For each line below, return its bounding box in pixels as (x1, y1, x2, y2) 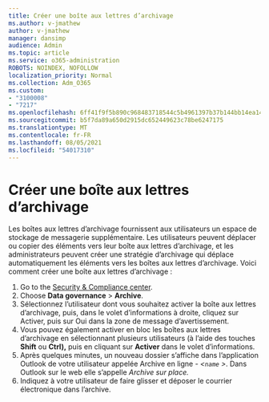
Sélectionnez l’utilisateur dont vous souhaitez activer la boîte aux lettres (19, 299, 256, 309)
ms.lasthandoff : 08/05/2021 (8, 138, 102, 147)
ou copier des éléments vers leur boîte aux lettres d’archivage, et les (8, 242, 234, 251)
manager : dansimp (8, 34, 66, 43)
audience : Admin (8, 42, 62, 50)
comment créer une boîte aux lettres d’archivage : (8, 266, 173, 277)
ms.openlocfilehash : (8, 109, 78, 117)
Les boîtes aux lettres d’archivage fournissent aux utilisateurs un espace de (8, 224, 258, 233)
